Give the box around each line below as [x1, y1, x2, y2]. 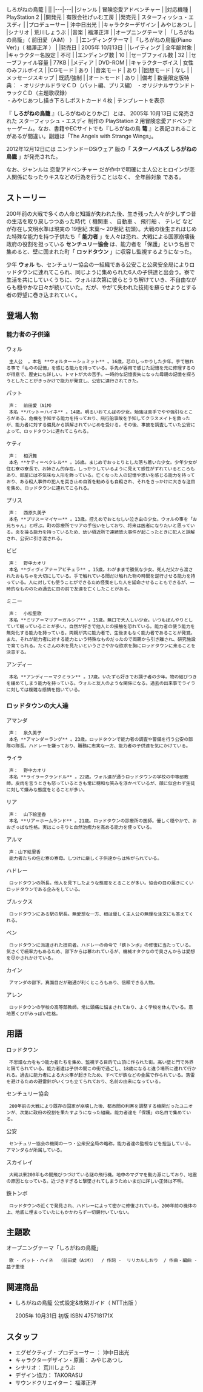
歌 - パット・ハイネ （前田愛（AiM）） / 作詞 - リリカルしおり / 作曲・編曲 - [8, 1257, 198, 1263]
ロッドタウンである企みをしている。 [6, 886, 83, 892]
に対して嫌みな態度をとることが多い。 [6, 786, 88, 793]
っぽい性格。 [33, 1011, 61, 1017]
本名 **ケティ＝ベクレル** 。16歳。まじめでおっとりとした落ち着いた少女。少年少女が [8, 459, 198, 466]
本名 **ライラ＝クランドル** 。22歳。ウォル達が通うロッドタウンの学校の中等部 [8, 774, 184, 780]
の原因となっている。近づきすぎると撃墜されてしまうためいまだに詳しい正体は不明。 [6, 1178, 187, 1184]
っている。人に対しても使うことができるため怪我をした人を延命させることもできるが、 [6, 579, 190, 586]
